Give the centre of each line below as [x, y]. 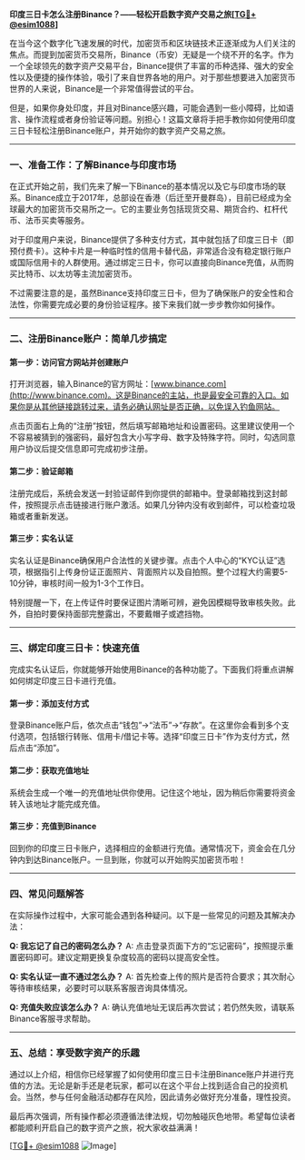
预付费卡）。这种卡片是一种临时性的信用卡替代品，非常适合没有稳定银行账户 [151, 251]
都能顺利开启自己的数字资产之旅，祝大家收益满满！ [105, 1128]
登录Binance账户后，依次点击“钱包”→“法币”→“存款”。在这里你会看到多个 [146, 725]
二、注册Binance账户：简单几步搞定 [89, 339]
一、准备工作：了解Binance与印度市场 [93, 164]
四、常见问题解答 [47, 894]
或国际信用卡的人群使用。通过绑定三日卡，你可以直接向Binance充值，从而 [148, 263]
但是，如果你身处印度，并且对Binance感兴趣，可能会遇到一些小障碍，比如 [148, 108]
